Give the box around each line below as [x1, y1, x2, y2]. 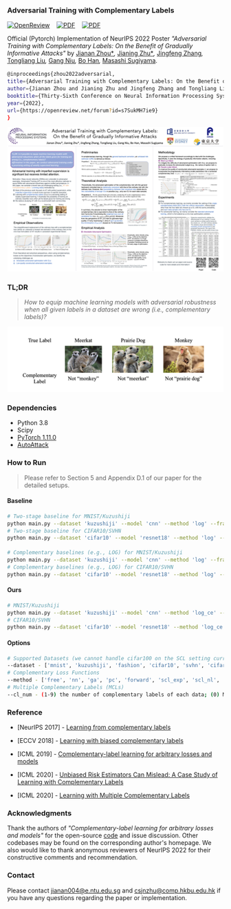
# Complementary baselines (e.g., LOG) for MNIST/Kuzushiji [7, 549, 184, 556]
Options [7, 638, 31, 646]
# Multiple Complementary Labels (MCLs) [7, 684, 125, 691]
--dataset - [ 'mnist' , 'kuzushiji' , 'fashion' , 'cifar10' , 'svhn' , [7, 662, 205, 669]
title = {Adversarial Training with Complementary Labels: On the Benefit [7, 78, 220, 85]
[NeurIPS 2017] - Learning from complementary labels [16, 723, 171, 732]
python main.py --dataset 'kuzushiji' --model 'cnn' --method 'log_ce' [7, 609, 217, 616]
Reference [7, 707, 43, 717]
